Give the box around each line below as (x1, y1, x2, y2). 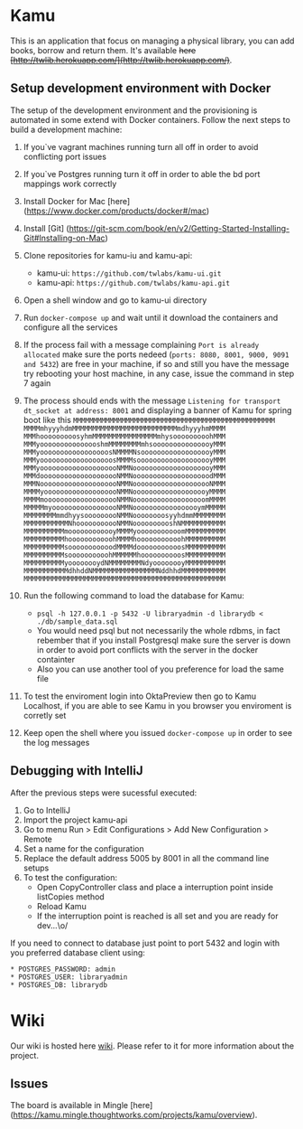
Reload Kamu (36, 900, 87, 911)
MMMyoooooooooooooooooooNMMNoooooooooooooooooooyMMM (23, 463, 226, 473)
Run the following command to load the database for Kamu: (23, 589, 244, 601)
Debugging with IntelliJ (10, 763, 143, 778)
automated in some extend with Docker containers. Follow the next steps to (10, 114, 291, 125)
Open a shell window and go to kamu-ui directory (23, 295, 207, 306)
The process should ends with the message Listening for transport (23, 395, 281, 406)
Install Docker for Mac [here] (23, 195, 131, 206)
